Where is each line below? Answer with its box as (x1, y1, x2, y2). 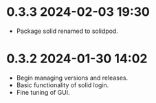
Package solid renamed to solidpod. (16, 27, 118, 35)
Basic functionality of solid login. (16, 80, 109, 89)
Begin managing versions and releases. (16, 73, 129, 82)
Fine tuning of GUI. (16, 88, 70, 96)
